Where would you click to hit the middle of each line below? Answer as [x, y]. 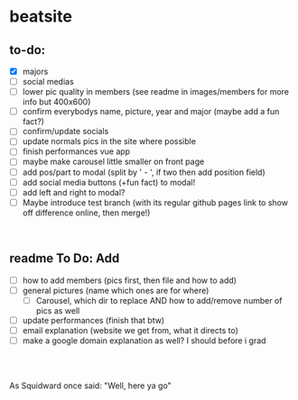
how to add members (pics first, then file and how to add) [130, 280]
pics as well [58, 310]
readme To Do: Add [65, 259]
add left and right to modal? [74, 192]
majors [35, 71]
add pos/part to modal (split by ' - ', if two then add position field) [144, 172]
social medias [48, 82]
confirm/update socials [65, 132]
